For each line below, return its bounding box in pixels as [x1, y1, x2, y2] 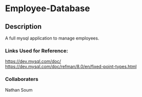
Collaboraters [5, 76, 39, 83]
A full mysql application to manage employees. [5, 35, 99, 41]
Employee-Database [5, 3, 90, 14]
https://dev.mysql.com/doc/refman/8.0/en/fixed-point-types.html [5, 64, 137, 70]
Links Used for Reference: [5, 47, 69, 54]
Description [5, 22, 42, 31]
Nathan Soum [5, 87, 33, 93]
